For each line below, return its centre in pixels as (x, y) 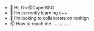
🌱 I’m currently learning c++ (39, 13)
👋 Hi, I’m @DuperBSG (32, 8)
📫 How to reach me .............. (40, 24)
